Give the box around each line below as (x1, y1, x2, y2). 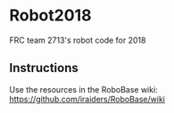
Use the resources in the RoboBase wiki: (9, 84, 158, 94)
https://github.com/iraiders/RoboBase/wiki (9, 93, 166, 104)
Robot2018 (9, 5, 92, 26)
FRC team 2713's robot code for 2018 (9, 35, 146, 45)
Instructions (9, 61, 79, 76)
